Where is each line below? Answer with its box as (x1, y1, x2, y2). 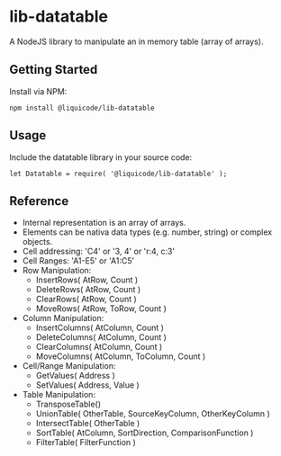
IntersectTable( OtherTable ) (35, 418, 140, 429)
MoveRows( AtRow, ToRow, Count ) (35, 303, 167, 314)
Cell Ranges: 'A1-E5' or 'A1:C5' (22, 255, 135, 266)
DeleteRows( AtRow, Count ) (35, 284, 141, 295)
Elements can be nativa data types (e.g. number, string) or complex (22, 227, 273, 237)
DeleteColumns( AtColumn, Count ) (35, 332, 167, 343)
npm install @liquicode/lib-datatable (9, 103, 155, 112)
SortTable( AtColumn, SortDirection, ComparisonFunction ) (35, 427, 254, 438)
